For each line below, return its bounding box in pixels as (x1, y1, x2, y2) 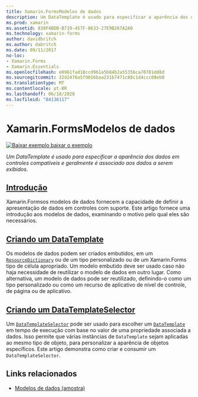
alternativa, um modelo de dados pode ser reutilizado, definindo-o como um (6, 275, 192, 282)
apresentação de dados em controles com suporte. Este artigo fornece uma (6, 204, 190, 211)
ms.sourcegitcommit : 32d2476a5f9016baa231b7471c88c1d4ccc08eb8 (6, 74, 165, 80)
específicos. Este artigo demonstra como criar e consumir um (6, 346, 156, 352)
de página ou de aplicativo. (6, 288, 72, 295)
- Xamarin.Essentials (6, 63, 60, 70)
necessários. (6, 217, 37, 224)
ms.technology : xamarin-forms (6, 31, 81, 37)
